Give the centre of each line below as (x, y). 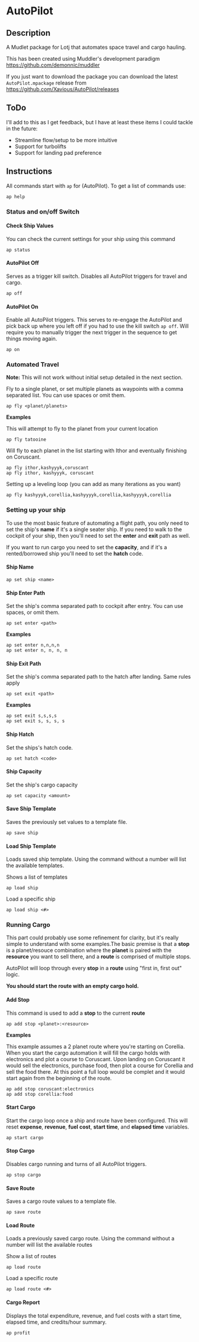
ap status (18, 250)
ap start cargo (25, 1137)
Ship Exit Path (24, 663)
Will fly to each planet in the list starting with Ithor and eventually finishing (97, 451)
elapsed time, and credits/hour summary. (56, 1322)
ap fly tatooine (26, 440)
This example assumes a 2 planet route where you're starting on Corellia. (96, 1046)
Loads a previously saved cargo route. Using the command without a (90, 1238)
